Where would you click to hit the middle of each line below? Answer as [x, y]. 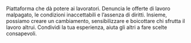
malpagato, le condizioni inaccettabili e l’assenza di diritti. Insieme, [87, 15]
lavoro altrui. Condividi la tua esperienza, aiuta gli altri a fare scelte [87, 27]
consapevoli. [21, 34]
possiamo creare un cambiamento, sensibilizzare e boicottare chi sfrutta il [95, 21]
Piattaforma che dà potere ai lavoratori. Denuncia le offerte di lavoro [88, 9]
